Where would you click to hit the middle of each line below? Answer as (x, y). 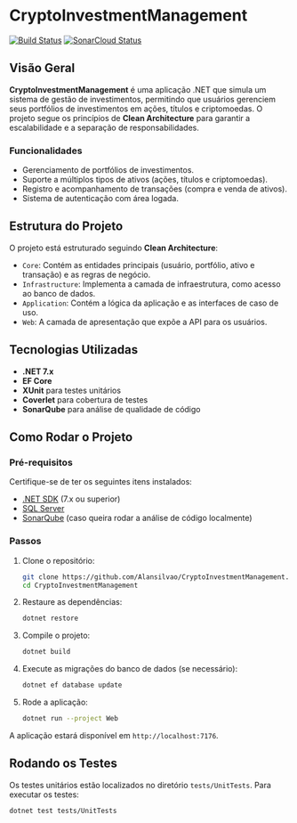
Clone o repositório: (58, 560)
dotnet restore (50, 619)
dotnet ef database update (72, 685)
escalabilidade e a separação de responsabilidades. (104, 127)
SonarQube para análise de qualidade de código (111, 409)
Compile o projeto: (56, 636)
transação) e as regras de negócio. (86, 274)
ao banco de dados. (59, 293)
